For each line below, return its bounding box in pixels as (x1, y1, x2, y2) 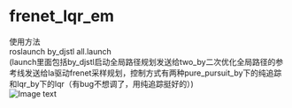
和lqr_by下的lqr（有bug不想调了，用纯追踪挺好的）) (9, 78, 195, 89)
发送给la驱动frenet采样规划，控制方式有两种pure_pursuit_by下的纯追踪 (24, 68, 282, 78)
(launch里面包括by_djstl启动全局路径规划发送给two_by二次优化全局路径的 (9, 56, 276, 67)
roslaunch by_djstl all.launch (9, 46, 112, 56)
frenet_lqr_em (9, 6, 115, 26)
